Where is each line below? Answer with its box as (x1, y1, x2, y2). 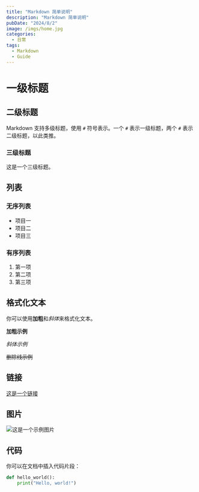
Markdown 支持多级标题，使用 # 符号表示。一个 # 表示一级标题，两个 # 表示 (6, 124, 194, 131)
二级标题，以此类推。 (6, 132, 59, 139)
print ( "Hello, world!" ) (17, 480, 77, 487)
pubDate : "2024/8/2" (6, 20, 58, 26)
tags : (6, 43, 20, 49)
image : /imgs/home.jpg (6, 25, 63, 32)
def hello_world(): (6, 475, 55, 481)
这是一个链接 (6, 390, 38, 397)
